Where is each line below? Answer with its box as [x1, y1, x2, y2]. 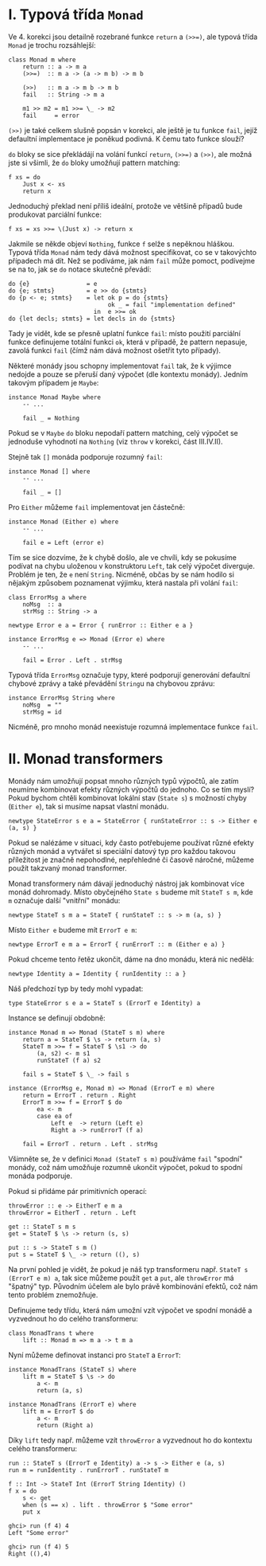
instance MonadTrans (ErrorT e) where [8, 1400, 137, 1408]
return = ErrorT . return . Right [22, 1091, 137, 1099]
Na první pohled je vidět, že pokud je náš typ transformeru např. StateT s [8, 1264, 249, 1274]
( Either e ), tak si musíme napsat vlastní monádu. [8, 801, 169, 811]
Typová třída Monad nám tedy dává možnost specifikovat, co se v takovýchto [8, 247, 256, 256]
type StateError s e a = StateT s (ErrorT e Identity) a [8, 999, 201, 1007]
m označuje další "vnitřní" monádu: [8, 895, 121, 905]
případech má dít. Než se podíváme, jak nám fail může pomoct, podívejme [8, 256, 256, 265]
